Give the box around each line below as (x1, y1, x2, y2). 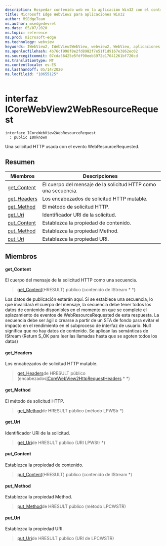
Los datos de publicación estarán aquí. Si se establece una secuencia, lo (5, 296, 153, 302)
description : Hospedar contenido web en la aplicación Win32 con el (5, 7, 149, 12)
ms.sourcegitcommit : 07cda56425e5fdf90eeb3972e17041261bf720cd (5, 53, 138, 58)
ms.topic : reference (5, 30, 48, 35)
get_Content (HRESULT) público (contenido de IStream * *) (17, 287, 136, 293)
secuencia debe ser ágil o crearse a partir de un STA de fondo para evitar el (5, 318, 160, 324)
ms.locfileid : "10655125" (5, 72, 58, 77)
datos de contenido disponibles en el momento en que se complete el (5, 307, 147, 313)
